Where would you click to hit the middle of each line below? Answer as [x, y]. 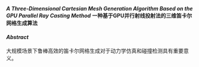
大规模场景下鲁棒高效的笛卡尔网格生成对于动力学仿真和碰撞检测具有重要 [95, 51]
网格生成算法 [22, 23]
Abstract [17, 37]
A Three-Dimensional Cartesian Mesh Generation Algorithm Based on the [99, 9]
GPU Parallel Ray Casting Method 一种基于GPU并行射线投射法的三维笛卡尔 [99, 15]
